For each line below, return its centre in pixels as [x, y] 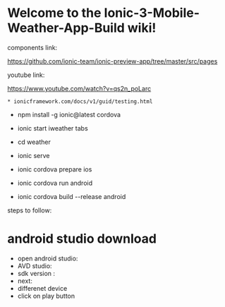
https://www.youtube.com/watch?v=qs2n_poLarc [79, 88]
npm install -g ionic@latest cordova [69, 114]
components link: [32, 47]
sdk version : [36, 273]
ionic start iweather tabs [53, 128]
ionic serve [34, 155]
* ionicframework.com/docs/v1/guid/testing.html [80, 101]
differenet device [42, 288]
